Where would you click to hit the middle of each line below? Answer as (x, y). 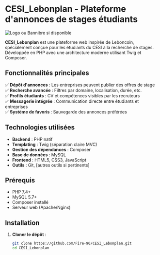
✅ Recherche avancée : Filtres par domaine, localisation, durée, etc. (73, 90)
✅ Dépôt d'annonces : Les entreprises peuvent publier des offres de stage (80, 85)
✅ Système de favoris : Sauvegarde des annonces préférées (66, 112)
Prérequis (20, 180)
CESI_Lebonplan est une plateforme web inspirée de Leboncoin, (70, 42)
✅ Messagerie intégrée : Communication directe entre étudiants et (72, 101)
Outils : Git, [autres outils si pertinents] (51, 165)
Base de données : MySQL (39, 155)
